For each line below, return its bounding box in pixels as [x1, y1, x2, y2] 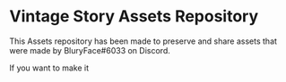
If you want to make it [9, 62, 90, 73]
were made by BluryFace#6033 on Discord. [9, 45, 170, 55]
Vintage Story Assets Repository [9, 6, 259, 27]
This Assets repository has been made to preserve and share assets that [9, 36, 278, 46]
